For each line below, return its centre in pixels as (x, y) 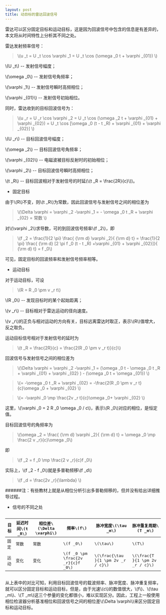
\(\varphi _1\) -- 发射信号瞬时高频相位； (45, 87)
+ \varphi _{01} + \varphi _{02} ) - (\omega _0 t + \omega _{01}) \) (83, 373)
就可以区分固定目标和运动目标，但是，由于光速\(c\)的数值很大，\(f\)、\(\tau (82, 589)
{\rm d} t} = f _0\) (35, 249)
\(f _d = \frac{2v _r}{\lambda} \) (49, 480)
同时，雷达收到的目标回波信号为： (40, 108)
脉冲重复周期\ (145, 526)
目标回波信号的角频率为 (29, 425)
